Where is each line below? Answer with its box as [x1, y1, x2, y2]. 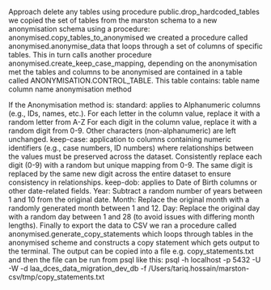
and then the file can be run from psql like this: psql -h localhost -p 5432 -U [8, 255, 261, 264]
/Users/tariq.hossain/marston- [148, 263, 249, 273]
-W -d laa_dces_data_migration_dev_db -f [8, 263, 147, 273]
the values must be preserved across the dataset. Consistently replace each [8, 151, 263, 161]
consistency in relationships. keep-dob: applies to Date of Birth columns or [8, 177, 257, 187]
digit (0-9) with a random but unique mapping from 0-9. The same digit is [8, 160, 253, 169]
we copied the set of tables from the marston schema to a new [8, 15, 218, 25]
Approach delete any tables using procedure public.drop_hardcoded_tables [8, 7, 260, 16]
